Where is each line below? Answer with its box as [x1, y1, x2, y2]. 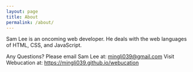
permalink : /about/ [6, 19, 54, 25]
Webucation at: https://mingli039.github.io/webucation [6, 59, 139, 66]
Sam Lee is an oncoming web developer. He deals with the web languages [6, 36, 187, 43]
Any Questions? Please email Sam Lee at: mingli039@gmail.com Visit [6, 53, 175, 60]
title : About [6, 14, 38, 20]
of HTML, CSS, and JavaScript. [6, 42, 82, 49]
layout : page [6, 8, 38, 15]
